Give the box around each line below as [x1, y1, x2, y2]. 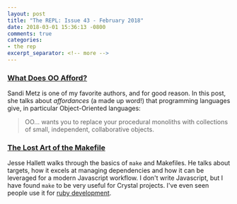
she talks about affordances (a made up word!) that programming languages [7, 97, 231, 105]
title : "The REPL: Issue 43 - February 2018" [7, 17, 144, 24]
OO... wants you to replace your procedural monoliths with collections [24, 118, 229, 126]
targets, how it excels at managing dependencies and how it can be [7, 167, 204, 175]
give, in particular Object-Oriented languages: [7, 104, 141, 113]
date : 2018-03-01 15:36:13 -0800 [7, 23, 106, 30]
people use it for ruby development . [7, 188, 112, 198]
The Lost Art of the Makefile [7, 143, 106, 152]
